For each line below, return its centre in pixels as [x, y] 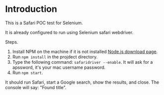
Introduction [31, 9]
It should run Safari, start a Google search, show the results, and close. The [82, 82]
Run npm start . [27, 72]
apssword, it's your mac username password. [59, 67]
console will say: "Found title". [36, 87]
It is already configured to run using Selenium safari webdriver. [69, 32]
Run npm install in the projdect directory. [55, 57]
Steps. [12, 42]
